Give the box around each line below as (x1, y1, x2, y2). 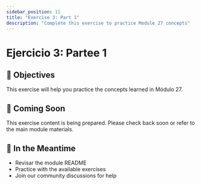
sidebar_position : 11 (6, 8, 61, 15)
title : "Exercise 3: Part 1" (6, 14, 80, 20)
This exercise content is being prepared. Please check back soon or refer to (6, 119, 195, 127)
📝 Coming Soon (6, 103, 65, 113)
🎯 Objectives (6, 70, 56, 80)
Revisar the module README (14, 159, 87, 166)
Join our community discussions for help (14, 172, 116, 179)
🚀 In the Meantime (6, 143, 76, 154)
